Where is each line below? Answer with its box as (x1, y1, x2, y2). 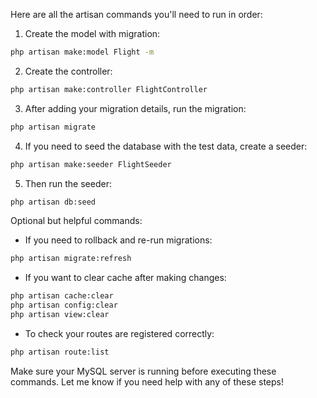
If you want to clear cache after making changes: (24, 272, 227, 284)
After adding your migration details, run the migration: (24, 102, 247, 114)
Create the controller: (24, 65, 113, 77)
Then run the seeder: (24, 177, 112, 189)
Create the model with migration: (24, 28, 161, 39)
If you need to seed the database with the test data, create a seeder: (24, 140, 308, 152)
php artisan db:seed (10, 197, 97, 207)
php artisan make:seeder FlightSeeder (10, 159, 172, 169)
